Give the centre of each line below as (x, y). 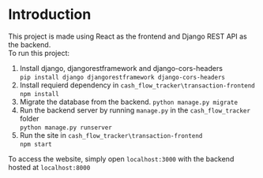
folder (29, 118)
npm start (36, 144)
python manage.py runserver (66, 128)
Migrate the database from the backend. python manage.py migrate (129, 102)
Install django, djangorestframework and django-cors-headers (121, 68)
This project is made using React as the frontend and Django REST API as (128, 36)
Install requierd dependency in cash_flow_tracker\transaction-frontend (137, 85)
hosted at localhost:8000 (49, 167)
